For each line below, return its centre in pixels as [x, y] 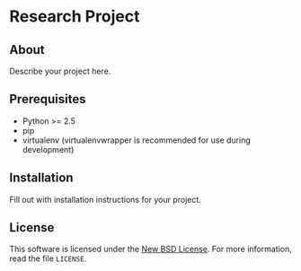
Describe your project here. [60, 71]
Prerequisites [48, 99]
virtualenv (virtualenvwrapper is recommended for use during [137, 140]
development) [48, 149]
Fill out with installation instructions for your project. [106, 199]
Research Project [75, 17]
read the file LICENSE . [48, 258]
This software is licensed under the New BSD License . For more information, [150, 249]
